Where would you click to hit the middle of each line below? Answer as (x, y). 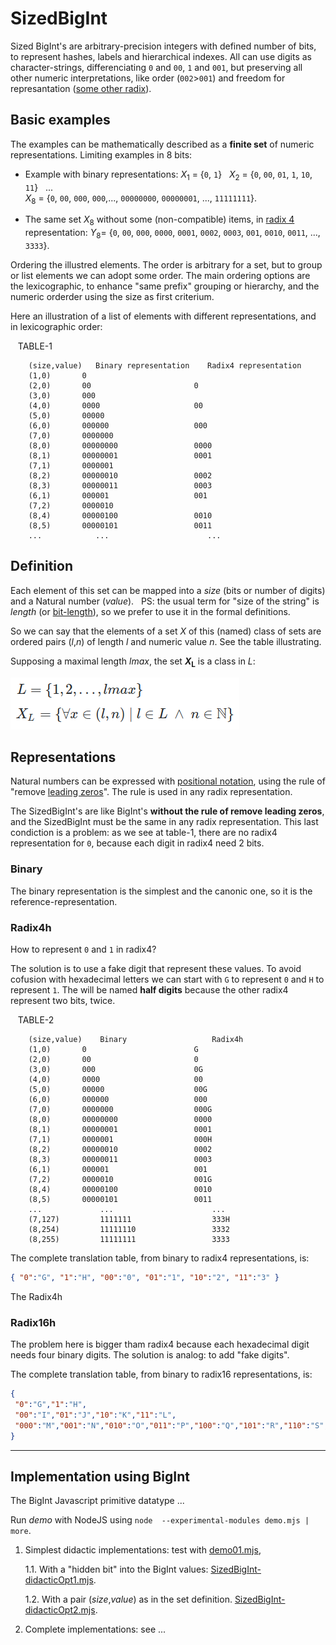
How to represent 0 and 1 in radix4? (83, 949)
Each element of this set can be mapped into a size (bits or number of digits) (168, 590)
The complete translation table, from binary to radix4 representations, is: (160, 1258)
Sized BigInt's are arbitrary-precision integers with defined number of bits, (163, 46)
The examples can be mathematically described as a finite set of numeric (162, 144)
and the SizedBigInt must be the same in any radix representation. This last (164, 822)
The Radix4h (36, 1296)
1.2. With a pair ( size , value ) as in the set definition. (128, 1599)
